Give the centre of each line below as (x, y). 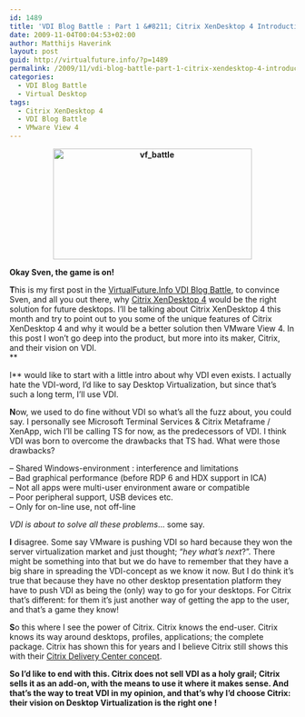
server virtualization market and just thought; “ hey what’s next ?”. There (142, 552)
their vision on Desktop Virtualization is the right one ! (113, 702)
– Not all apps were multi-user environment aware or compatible (130, 488)
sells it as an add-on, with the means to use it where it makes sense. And (149, 683)
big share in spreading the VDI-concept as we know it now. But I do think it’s (152, 571)
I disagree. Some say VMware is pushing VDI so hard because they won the (151, 542)
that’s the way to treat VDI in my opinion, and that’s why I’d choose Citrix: (150, 693)
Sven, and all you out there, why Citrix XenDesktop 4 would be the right (143, 299)
